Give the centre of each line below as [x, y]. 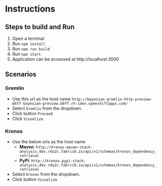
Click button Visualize [35, 179]
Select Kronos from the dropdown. [46, 174]
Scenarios [21, 75]
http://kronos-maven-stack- [64, 147]
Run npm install [29, 44]
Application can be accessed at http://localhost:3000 [65, 59]
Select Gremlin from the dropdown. [47, 108]
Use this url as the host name [41, 99]
